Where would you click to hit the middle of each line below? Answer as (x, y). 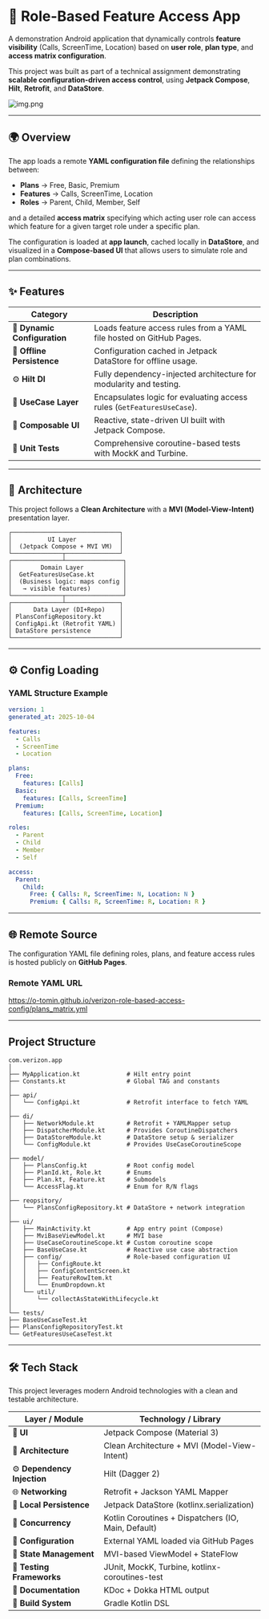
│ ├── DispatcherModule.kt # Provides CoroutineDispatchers (123, 1131)
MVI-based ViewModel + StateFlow (171, 1554)
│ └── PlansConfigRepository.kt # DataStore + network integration (127, 1208)
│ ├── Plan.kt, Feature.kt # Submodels (87, 1180)
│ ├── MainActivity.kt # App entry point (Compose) (116, 1229)
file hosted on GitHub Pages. (148, 338)
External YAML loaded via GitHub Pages (179, 1540)
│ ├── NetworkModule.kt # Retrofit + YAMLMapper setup (119, 1124)
